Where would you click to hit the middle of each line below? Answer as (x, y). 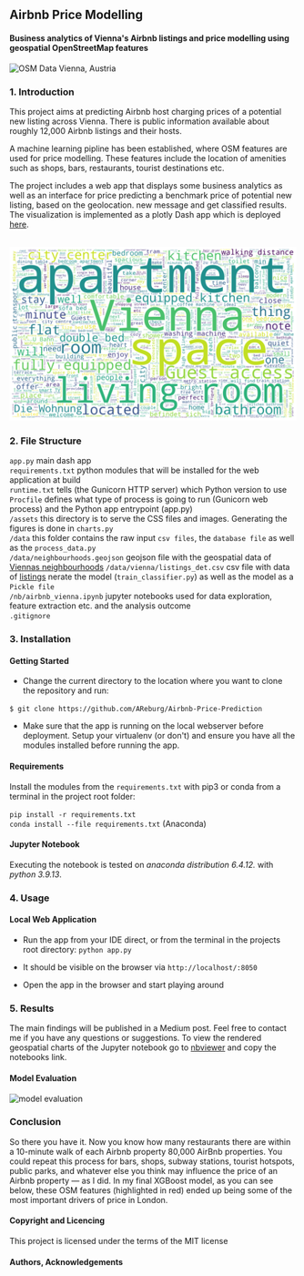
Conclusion (35, 1122)
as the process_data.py (53, 548)
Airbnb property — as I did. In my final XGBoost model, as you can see (142, 1180)
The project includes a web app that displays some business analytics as (146, 185)
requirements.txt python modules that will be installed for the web (134, 470)
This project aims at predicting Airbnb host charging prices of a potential (146, 111)
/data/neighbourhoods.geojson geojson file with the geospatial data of (141, 557)
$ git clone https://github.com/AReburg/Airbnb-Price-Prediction (136, 709)
